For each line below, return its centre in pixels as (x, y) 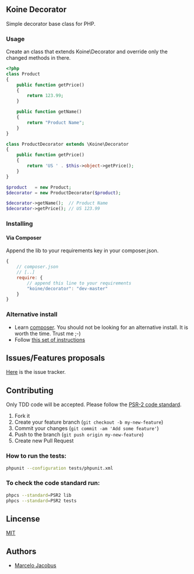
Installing (20, 224)
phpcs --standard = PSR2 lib (39, 495)
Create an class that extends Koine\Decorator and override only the (87, 51)
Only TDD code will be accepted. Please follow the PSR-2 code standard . (94, 405)
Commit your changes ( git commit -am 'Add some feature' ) (87, 428)
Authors (21, 551)
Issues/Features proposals (56, 358)
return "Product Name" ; (56, 122)
